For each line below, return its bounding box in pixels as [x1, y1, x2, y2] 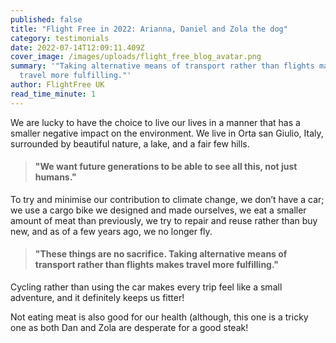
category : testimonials [10, 33, 110, 43]
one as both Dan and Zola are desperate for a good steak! [10, 322, 249, 334]
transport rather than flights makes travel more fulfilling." [34, 259, 279, 271]
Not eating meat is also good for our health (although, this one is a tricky [10, 311, 309, 323]
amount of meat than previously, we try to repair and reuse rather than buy [10, 214, 318, 226]
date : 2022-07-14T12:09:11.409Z [10, 42, 145, 53]
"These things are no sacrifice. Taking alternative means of [34, 248, 288, 260]
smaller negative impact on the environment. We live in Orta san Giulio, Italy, [10, 127, 324, 139]
